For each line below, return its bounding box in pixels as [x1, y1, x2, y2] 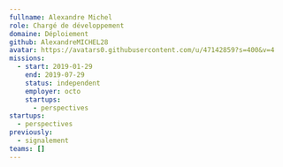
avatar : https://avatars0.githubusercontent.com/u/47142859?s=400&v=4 [9, 46, 275, 55]
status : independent [25, 79, 101, 87]
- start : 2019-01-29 [17, 63, 93, 72]
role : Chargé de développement [9, 21, 125, 30]
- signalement [17, 136, 69, 145]
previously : [9, 128, 53, 137]
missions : [9, 54, 46, 63]
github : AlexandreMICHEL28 [9, 37, 109, 47]
